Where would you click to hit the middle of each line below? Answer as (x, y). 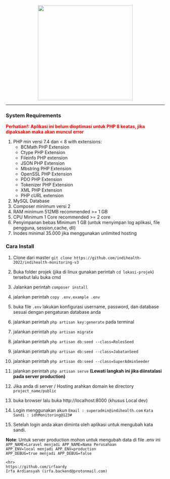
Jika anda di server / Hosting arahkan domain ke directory (73, 386)
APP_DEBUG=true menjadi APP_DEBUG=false (49, 453)
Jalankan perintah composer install (50, 287)
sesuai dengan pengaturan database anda (57, 312)
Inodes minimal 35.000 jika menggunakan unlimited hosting (75, 233)
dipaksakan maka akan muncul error (45, 132)
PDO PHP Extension (41, 179)
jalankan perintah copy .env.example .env (56, 297)
